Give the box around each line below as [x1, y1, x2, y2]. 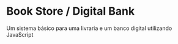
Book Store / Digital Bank [6, 4, 135, 18]
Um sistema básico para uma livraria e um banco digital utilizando [6, 24, 172, 32]
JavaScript [6, 31, 34, 38]
